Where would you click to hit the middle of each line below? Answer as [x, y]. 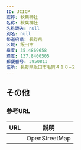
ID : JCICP [18, 12]
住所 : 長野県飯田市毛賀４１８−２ [41, 67]
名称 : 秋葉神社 [22, 23]
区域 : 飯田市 [20, 45]
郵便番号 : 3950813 [27, 61]
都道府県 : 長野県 [24, 39]
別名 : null [19, 34]
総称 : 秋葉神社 [22, 17]
